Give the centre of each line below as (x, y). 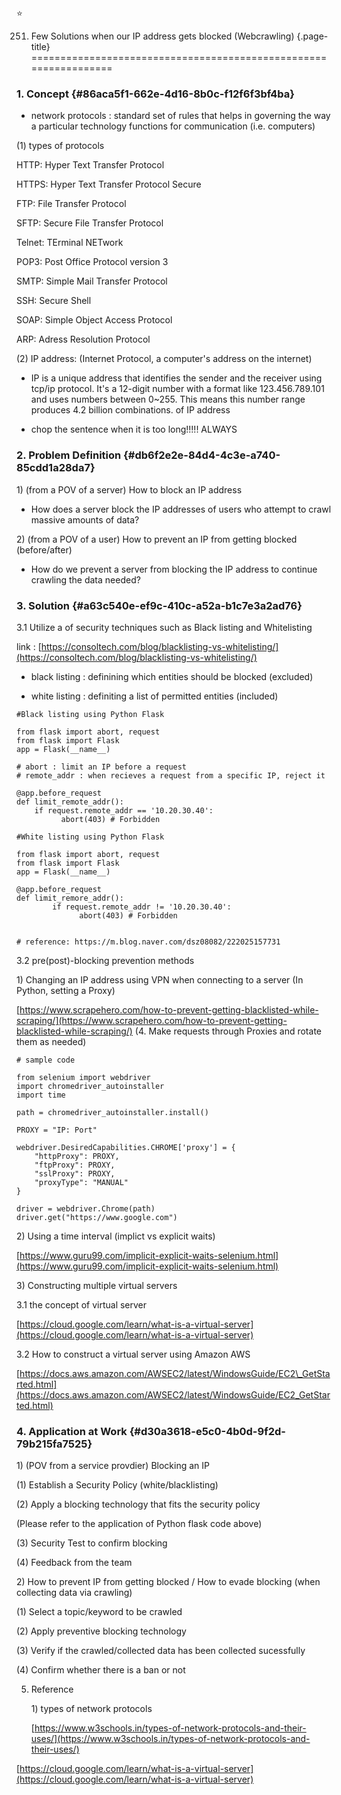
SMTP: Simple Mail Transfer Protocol (92, 281)
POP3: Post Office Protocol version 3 (92, 262)
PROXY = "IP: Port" (57, 1130)
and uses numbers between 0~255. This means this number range (168, 399)
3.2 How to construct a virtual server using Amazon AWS (133, 1354)
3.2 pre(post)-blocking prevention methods (105, 960)
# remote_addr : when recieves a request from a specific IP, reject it (171, 775)
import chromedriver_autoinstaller (90, 1086)
